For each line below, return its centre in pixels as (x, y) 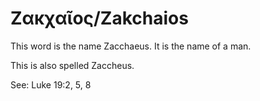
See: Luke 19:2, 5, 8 (51, 84)
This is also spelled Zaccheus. (72, 65)
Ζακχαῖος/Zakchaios (99, 18)
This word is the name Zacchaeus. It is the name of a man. (131, 46)
